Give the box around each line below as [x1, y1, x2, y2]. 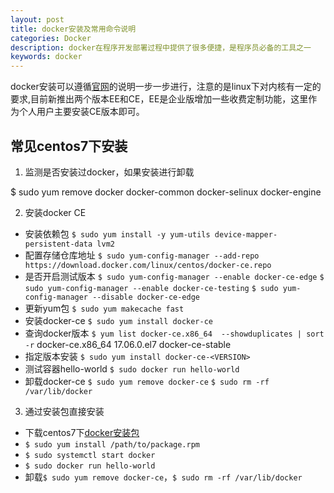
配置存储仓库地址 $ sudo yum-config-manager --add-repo [24, 249, 260, 261]
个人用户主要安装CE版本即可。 [18, 106, 145, 118]
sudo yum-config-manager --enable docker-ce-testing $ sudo [24, 283, 279, 293]
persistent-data [24, 239, 93, 249]
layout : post [10, 14, 65, 25]
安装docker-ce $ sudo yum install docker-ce [24, 314, 213, 326]
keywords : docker [10, 52, 83, 62]
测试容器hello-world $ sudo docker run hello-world [24, 362, 240, 375]
